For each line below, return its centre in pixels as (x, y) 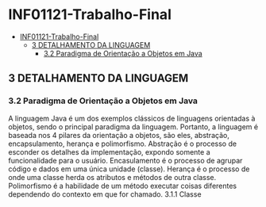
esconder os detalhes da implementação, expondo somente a (109, 151)
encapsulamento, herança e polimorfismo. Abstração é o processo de (122, 144)
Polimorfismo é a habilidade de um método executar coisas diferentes (123, 186)
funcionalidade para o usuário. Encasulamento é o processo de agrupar (125, 160)
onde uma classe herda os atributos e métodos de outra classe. (112, 177)
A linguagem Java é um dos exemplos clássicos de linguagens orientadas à (132, 118)
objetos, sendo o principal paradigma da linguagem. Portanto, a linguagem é (133, 126)
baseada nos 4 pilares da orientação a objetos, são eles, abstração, (119, 135)
